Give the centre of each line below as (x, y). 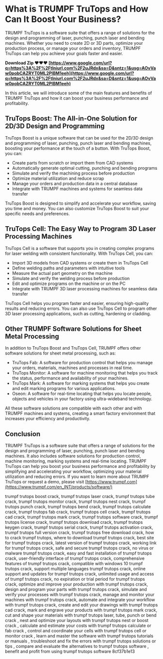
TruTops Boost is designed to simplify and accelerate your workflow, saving (81, 203)
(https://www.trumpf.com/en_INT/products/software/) (59, 487)
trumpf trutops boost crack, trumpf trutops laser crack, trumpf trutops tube (80, 497)
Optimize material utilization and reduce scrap (58, 178)
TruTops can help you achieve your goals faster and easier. (64, 53)
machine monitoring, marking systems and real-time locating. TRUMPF (76, 461)
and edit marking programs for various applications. (64, 389)
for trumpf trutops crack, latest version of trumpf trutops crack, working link (81, 543)
